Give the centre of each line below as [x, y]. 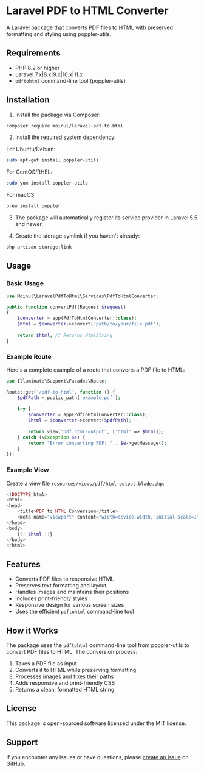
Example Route [29, 356]
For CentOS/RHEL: [29, 172]
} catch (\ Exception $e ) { [51, 437]
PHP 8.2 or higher [37, 68]
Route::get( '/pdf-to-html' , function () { [61, 392]
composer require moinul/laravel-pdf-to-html [65, 126]
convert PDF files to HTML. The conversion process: [72, 651]
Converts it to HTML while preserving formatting [76, 670]
